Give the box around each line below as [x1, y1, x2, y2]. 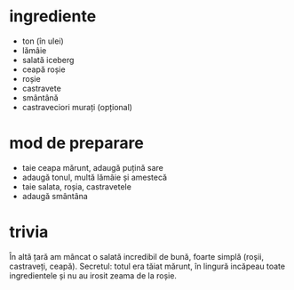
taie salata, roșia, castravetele [21, 181, 131, 192]
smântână [21, 92, 60, 103]
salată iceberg [21, 54, 75, 65]
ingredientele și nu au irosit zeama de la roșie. [9, 270, 178, 281]
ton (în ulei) [21, 36, 64, 46]
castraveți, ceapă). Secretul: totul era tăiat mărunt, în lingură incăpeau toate [9, 261, 286, 271]
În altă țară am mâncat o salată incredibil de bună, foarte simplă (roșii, [9, 251, 265, 262]
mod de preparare [9, 133, 144, 153]
